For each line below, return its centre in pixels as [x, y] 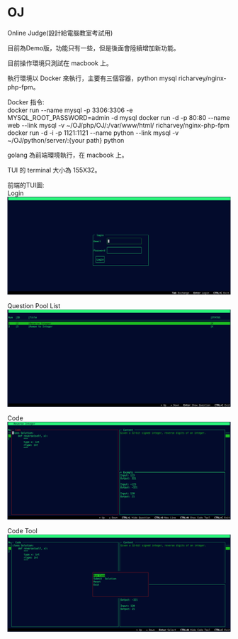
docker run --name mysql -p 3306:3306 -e [70, 110]
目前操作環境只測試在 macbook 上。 [60, 63]
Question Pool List [34, 305]
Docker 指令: [26, 102]
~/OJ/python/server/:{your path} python [66, 140]
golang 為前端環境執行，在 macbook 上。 [68, 155]
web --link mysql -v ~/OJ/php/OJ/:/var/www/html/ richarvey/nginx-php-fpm [119, 125]
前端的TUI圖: [26, 185]
